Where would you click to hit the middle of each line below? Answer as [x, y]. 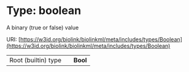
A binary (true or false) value [43, 27]
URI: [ [13, 39]
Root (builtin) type [36, 60]
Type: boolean [44, 11]
